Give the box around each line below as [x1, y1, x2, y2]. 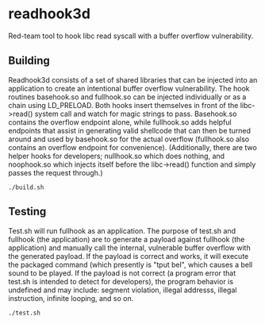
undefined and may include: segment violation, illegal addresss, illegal [8, 285, 237, 295]
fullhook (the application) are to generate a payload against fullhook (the [8, 234, 245, 244]
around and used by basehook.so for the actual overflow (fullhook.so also [8, 134, 250, 144]
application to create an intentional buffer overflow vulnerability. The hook [8, 83, 250, 93]
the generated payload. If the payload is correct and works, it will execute [8, 251, 249, 260]
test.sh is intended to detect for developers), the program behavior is [8, 276, 234, 286]
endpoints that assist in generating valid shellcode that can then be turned [8, 125, 252, 135]
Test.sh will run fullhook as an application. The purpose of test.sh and [8, 226, 236, 235]
